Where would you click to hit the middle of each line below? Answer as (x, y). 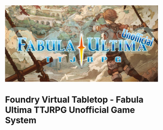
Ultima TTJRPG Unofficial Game (70, 110)
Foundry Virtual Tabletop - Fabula (74, 100)
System (21, 121)
